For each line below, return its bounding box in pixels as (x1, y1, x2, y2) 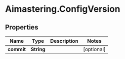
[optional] (83, 46, 106, 53)
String (30, 46, 45, 53)
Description (50, 38, 79, 44)
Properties (5, 23, 39, 31)
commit (7, 46, 26, 53)
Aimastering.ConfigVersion (5, 3, 121, 15)
